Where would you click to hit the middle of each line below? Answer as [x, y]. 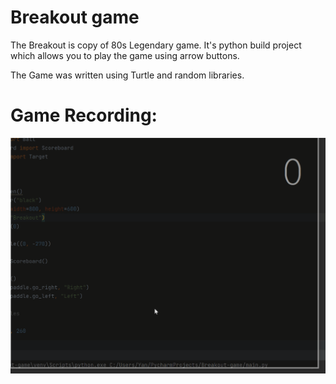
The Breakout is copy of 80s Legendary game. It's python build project [156, 45]
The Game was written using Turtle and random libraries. [127, 75]
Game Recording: [84, 115]
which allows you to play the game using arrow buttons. [125, 55]
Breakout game [75, 17]
